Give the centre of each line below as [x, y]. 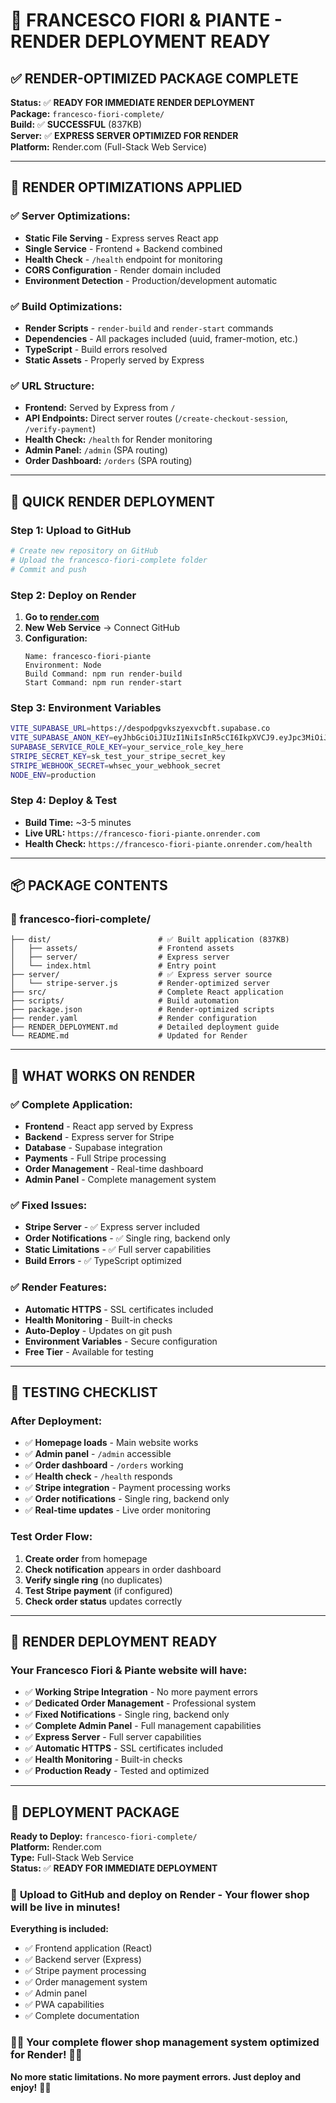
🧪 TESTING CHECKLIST [84, 1392]
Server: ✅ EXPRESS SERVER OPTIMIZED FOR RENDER [124, 135]
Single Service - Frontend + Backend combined [123, 248]
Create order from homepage [86, 1558]
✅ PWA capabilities [64, 2005]
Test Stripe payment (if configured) [98, 1590]
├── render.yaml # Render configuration [133, 1019]
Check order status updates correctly [103, 1601]
